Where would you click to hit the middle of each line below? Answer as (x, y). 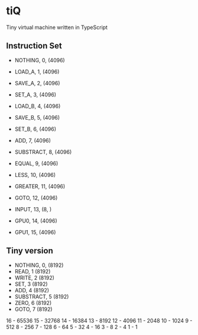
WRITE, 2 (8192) (35, 278)
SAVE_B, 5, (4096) (37, 117)
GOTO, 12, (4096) (36, 198)
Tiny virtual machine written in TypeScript (57, 27)
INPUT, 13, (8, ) (33, 209)
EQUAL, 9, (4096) (36, 163)
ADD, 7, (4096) (33, 140)
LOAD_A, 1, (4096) (37, 72)
